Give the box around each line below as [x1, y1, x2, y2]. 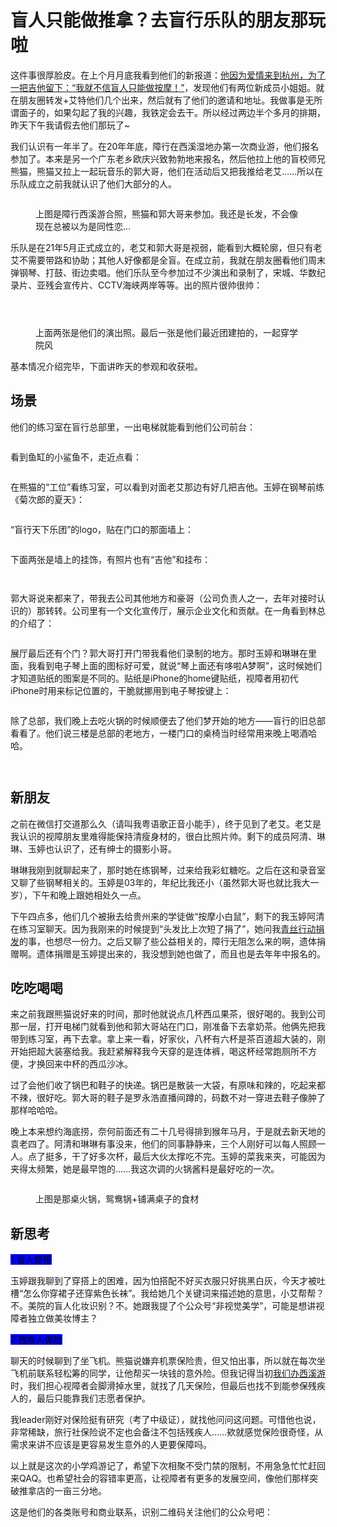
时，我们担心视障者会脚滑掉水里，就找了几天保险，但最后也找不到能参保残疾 [10, 1380, 326, 1392]
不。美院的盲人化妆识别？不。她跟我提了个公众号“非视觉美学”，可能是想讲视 [10, 1300, 325, 1312]
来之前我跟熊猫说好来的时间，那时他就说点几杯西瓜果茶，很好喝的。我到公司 [10, 1008, 326, 1020]
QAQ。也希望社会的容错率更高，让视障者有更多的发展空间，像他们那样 [18, 1472, 310, 1485]
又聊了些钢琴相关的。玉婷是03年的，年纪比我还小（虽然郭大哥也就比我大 [10, 876, 311, 888]
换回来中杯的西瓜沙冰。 [36, 1058, 133, 1070]
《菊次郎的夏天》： [10, 493, 85, 505]
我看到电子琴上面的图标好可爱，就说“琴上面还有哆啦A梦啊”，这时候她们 [27, 659, 322, 671]
